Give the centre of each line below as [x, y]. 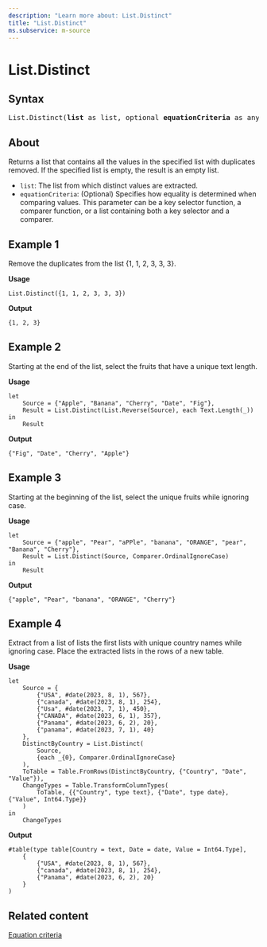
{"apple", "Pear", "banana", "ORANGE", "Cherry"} [92, 600]
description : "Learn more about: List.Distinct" [90, 16]
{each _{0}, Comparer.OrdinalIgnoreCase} [106, 758]
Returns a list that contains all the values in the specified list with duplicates [132, 162]
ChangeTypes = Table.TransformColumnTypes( [96, 786]
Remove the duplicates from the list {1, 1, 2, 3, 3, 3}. [92, 264]
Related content [48, 916]
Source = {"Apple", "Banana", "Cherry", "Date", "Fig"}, [119, 403]
